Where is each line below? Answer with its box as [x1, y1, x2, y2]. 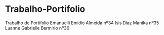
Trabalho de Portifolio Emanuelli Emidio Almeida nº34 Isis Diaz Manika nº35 [5, 20, 159, 26]
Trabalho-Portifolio [5, 3, 85, 15]
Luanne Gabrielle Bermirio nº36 [5, 25, 70, 31]
